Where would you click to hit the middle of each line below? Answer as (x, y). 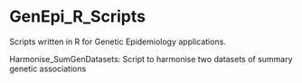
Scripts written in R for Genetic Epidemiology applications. (118, 41)
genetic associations (48, 69)
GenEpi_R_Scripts (78, 17)
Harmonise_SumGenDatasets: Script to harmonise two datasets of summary (151, 59)
